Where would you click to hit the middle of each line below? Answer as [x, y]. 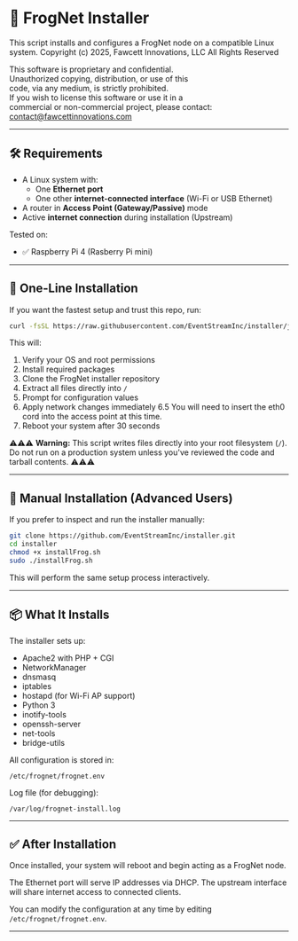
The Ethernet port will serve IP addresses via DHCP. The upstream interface [148, 882]
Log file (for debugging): [54, 792]
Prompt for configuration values [80, 397]
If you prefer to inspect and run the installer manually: [107, 520]
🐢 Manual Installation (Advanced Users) [121, 498]
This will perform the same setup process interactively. [110, 577]
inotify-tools [44, 714]
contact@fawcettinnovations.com [71, 116]
